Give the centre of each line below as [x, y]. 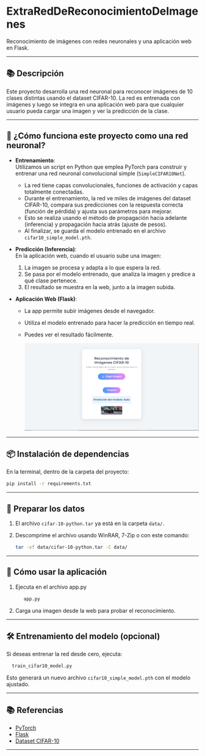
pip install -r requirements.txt [49, 484]
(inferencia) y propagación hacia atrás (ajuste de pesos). [95, 224]
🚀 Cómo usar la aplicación [57, 572]
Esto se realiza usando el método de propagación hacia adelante [106, 217]
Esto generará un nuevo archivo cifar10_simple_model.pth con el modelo [99, 678]
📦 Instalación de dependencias [68, 454]
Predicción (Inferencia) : [46, 249]
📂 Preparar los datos [46, 509]
